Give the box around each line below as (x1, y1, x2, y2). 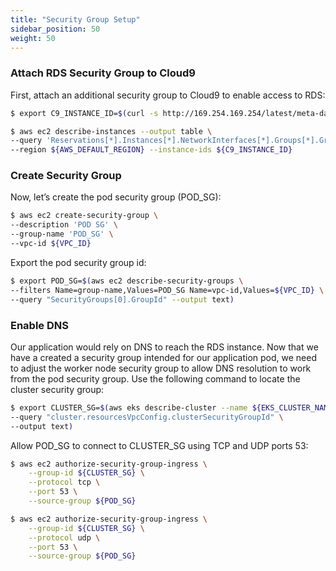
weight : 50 (10, 33, 56, 43)
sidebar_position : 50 (10, 24, 101, 34)
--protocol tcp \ (28, 477, 101, 488)
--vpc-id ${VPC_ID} (10, 239, 92, 249)
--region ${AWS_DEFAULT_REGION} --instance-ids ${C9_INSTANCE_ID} (10, 145, 293, 155)
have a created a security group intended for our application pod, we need (10, 351, 318, 363)
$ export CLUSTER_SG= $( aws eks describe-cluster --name (10, 402, 248, 413)
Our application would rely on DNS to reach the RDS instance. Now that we (10, 341, 319, 353)
